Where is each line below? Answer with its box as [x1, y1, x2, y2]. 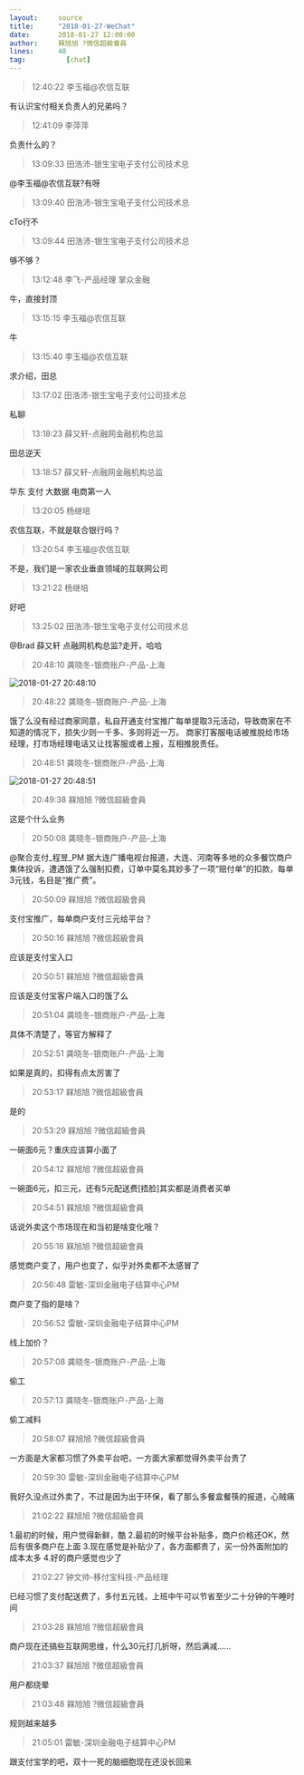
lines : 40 [9, 47, 67, 56]
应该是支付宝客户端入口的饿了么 [9, 990, 128, 1001]
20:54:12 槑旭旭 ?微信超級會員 [31, 1164, 145, 1174]
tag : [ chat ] [9, 55, 91, 64]
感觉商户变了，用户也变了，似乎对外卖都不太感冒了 [9, 1260, 200, 1270]
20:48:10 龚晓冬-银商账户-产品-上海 [31, 659, 166, 670]
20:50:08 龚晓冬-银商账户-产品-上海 [31, 833, 167, 843]
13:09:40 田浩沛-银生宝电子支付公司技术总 [31, 197, 190, 208]
